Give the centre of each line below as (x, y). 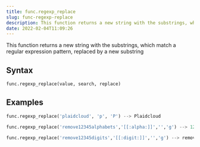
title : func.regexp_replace (41, 12)
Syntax (20, 70)
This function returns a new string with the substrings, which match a (91, 45)
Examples (25, 103)
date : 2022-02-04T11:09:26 (40, 28)
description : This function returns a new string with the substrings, (97, 23)
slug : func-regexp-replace (40, 17)
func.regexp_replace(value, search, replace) (63, 84)
